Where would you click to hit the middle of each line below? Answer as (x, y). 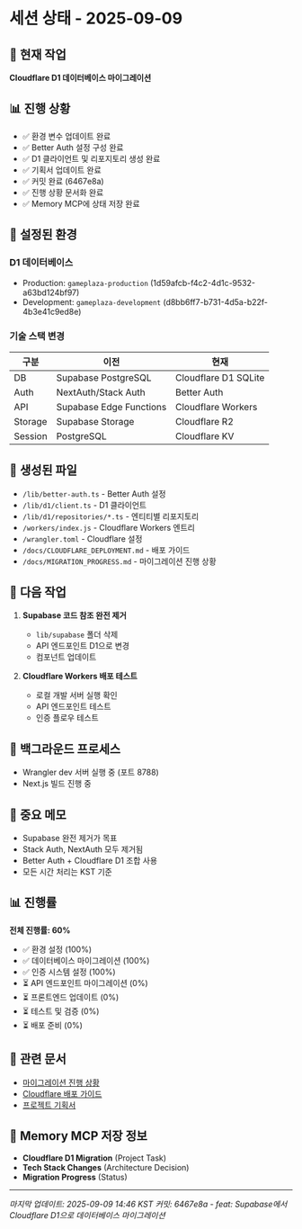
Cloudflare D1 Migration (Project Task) (94, 1158)
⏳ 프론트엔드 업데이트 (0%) (71, 997)
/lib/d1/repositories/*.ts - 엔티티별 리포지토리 (111, 516)
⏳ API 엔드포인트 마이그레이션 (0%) (85, 982)
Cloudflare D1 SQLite (220, 377)
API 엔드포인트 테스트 (73, 706)
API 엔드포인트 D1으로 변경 (83, 646)
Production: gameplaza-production (85, 283)
